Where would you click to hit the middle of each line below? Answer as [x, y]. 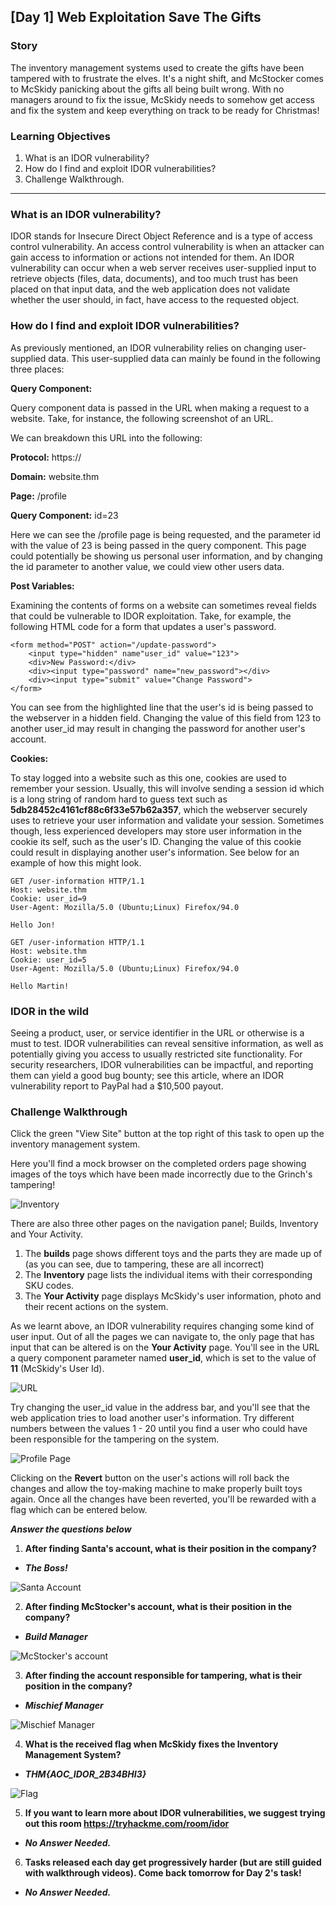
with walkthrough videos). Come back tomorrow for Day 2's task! [163, 1873]
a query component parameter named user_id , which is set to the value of [163, 1358]
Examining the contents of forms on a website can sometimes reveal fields [163, 605]
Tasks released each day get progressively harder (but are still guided [173, 1862]
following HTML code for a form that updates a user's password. [143, 626]
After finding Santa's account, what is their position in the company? [170, 1549]
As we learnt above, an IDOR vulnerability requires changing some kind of [162, 1326]
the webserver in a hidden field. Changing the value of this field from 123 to [166, 717]
